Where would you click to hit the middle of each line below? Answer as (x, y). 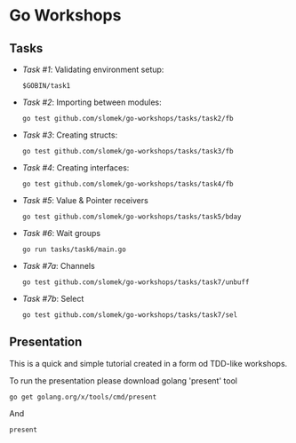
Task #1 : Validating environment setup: (93, 69)
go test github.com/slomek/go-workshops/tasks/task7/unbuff (136, 282)
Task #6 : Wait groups (61, 233)
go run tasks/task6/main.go (74, 249)
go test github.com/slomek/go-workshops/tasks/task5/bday (132, 217)
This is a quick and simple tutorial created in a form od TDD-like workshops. (148, 363)
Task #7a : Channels (58, 266)
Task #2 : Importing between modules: (92, 102)
